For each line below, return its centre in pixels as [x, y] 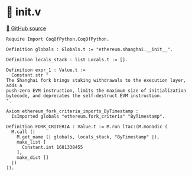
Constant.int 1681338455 [52, 147]
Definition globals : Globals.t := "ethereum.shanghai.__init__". [90, 49]
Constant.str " [30, 75]
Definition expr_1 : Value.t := [46, 70]
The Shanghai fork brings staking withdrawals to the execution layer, [96, 80]
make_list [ [31, 142]
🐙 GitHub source [26, 28]
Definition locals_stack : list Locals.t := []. [67, 59]
